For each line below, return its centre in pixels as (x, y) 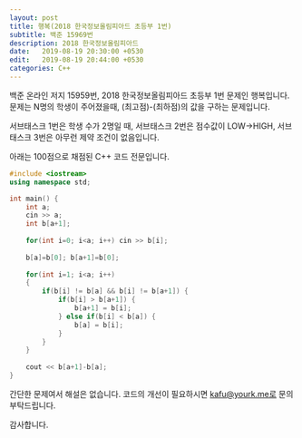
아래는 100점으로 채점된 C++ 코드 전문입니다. (89, 156)
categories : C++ (40, 69)
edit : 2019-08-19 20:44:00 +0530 (77, 60)
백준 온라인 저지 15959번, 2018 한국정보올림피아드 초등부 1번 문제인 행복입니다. (150, 95)
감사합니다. (29, 424)
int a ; (38, 207)
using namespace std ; (50, 182)
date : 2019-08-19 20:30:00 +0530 (77, 52)
